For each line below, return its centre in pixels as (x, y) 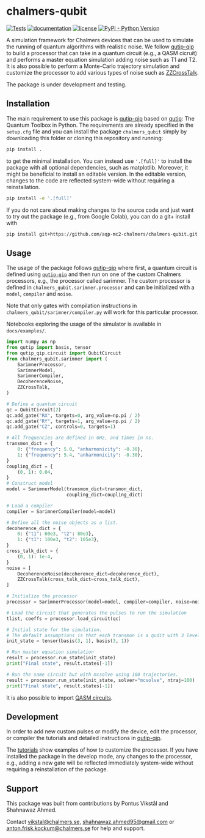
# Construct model (30, 484)
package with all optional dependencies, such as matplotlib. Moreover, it (97, 167)
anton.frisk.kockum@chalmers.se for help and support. (76, 828)
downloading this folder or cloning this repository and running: (85, 138)
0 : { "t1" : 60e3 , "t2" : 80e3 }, (56, 534)
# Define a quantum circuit (42, 404)
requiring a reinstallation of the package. (57, 769)
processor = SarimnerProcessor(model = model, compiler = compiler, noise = (99, 602)
